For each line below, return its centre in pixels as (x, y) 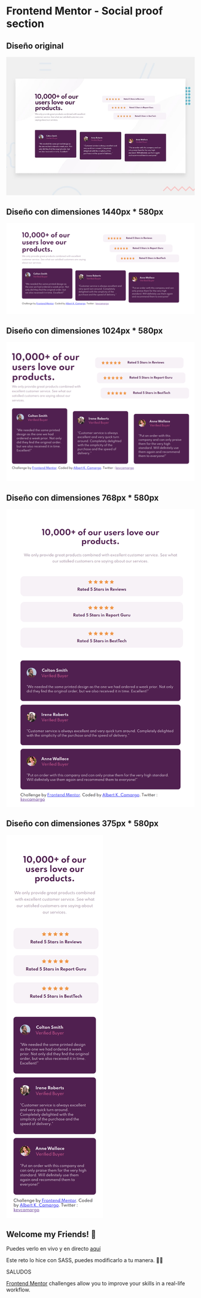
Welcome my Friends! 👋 (51, 1234)
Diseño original (35, 46)
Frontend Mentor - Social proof (85, 11)
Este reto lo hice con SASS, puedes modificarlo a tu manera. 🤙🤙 (85, 1260)
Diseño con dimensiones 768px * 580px (83, 498)
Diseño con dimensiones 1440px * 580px (85, 211)
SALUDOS (19, 1272)
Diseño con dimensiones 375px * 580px (82, 824)
